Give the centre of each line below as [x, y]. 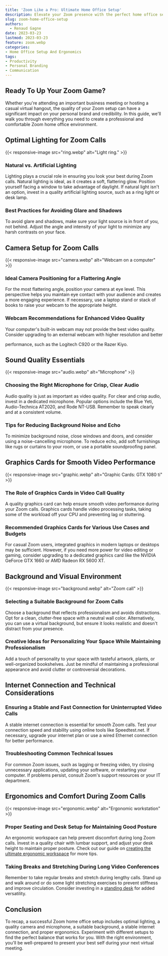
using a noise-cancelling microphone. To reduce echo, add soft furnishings [82, 441]
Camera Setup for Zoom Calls [52, 248]
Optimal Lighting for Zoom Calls [56, 140]
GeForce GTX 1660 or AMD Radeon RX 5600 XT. [55, 561]
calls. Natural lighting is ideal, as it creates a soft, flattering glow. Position [80, 181]
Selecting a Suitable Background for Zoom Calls [64, 602]
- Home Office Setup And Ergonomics [43, 52]
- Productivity [21, 61]
